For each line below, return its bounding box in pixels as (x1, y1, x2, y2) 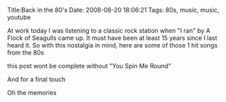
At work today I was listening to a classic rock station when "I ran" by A (7, 27, 211, 34)
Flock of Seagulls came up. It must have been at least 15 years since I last (7, 34, 218, 42)
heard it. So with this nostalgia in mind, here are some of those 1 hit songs (7, 41, 218, 49)
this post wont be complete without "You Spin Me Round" (7, 62, 172, 70)
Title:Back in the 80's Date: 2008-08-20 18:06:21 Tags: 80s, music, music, (7, 6, 220, 14)
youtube (7, 13, 31, 21)
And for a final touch (7, 75, 66, 83)
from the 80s (7, 48, 44, 57)
